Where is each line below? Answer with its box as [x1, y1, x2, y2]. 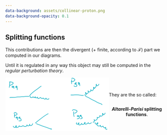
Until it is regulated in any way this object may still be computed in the [5, 62, 151, 69]
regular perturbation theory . [5, 68, 64, 74]
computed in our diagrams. [5, 52, 62, 58]
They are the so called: [108, 91, 157, 97]
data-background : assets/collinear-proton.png [5, 8, 105, 13]
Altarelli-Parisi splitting [111, 106, 162, 112]
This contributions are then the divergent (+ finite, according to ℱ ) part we [5, 47, 160, 53]
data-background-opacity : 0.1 [5, 13, 69, 19]
